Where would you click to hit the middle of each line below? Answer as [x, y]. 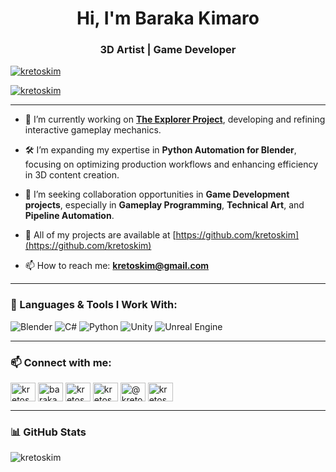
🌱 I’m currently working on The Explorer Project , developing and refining [175, 119]
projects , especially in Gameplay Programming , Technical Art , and [164, 205]
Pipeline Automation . [69, 216]
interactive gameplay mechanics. [93, 130]
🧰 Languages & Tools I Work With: [94, 305]
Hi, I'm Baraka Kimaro [168, 18]
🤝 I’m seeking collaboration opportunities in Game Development [157, 194]
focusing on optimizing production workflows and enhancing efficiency [171, 164]
